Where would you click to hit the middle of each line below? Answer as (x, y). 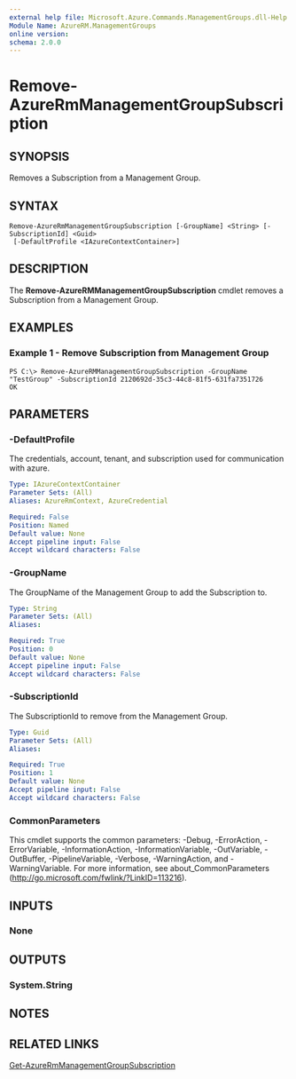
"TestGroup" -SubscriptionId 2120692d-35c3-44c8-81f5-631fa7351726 (136, 379)
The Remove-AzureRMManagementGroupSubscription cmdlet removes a (146, 290)
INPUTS (31, 905)
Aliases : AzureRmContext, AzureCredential (89, 501)
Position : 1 (31, 774)
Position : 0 (31, 649)
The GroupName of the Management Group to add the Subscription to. (138, 592)
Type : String (33, 608)
